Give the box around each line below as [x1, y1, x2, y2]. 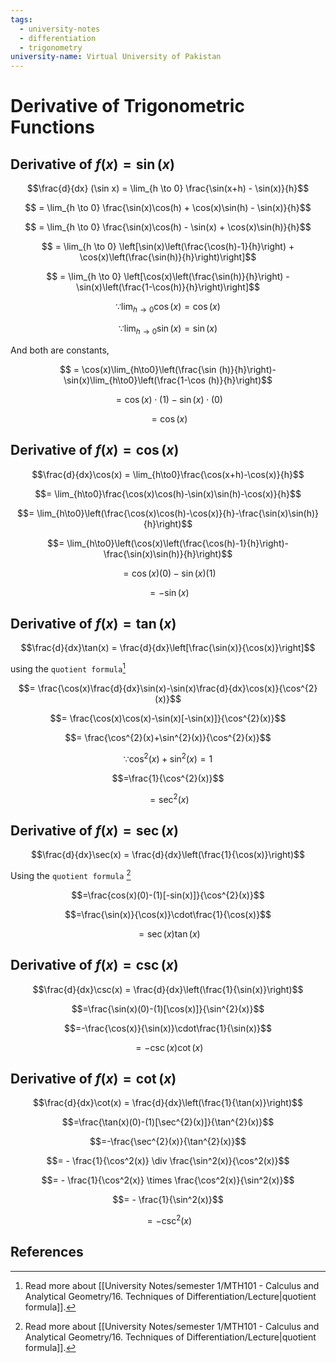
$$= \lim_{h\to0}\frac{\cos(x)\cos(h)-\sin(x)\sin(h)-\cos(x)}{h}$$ [34, 487, 302, 500]
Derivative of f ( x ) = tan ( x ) [10, 615, 177, 632]
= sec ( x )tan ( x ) [138, 927, 201, 940]
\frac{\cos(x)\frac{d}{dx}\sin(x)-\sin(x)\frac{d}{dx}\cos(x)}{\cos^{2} [37, 682, 318, 694]
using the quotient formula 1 [10, 661, 127, 675]
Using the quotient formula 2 [10, 868, 132, 881]
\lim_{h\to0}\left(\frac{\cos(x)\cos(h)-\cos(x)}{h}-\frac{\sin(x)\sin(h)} [36, 507, 320, 519]
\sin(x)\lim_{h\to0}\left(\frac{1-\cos [63, 374, 206, 386]
